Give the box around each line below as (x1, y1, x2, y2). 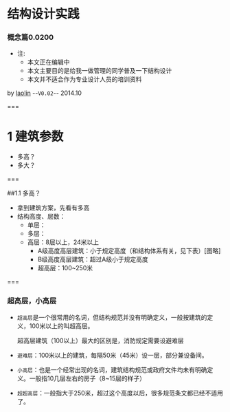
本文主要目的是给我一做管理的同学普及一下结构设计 (27, 67, 172, 75)
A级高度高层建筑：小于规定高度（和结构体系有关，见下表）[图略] (37, 247, 221, 255)
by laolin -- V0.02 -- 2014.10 (7, 89, 82, 97)
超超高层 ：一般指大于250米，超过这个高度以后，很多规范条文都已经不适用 (16, 389, 224, 397)
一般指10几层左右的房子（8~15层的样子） (29, 374, 146, 382)
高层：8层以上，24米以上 (27, 238, 100, 246)
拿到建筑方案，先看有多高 (16, 204, 90, 212)
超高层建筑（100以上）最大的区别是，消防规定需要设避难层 (16, 336, 184, 345)
